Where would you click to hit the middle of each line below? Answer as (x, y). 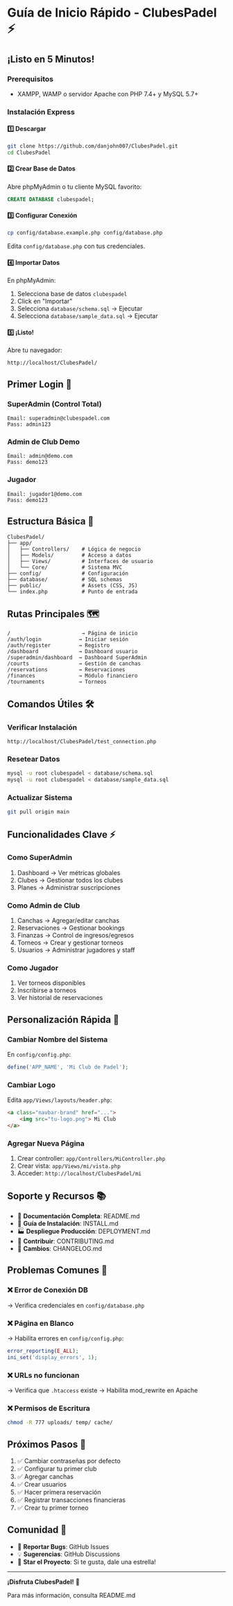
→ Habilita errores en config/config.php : (66, 1338)
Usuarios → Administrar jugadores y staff (76, 950)
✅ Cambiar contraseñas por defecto (69, 1461)
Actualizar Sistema (40, 797)
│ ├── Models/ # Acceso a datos (69, 555)
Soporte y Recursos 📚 (57, 1196)
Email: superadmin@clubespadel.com (59, 418)
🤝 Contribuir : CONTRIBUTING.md (66, 1241)
